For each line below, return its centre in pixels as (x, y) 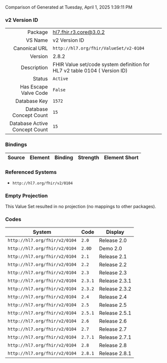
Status (41, 79)
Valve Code (35, 93)
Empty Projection (27, 196)
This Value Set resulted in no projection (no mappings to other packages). (81, 207)
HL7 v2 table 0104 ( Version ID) (90, 71)
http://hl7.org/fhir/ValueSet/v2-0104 (99, 48)
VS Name (37, 40)
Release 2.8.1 (115, 354)
